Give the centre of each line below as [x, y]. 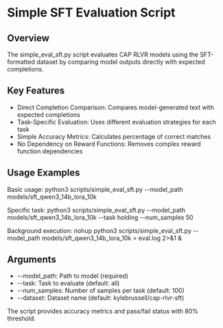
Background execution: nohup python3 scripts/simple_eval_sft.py [99, 230]
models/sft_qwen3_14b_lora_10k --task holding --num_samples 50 [100, 217]
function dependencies [50, 151]
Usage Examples [44, 173]
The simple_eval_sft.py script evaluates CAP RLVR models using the [103, 54]
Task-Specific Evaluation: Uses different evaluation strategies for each [116, 122]
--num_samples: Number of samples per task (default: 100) [101, 291]
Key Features [36, 91]
